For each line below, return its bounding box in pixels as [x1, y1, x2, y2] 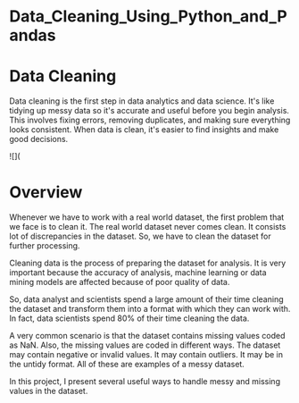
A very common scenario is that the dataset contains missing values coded [9, 331, 286, 341]
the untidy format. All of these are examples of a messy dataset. [9, 359, 245, 370]
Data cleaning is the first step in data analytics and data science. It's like [9, 96, 275, 106]
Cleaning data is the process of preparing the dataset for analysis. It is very [9, 257, 287, 269]
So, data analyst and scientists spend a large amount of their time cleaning [9, 294, 284, 305]
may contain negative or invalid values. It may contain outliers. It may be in [9, 349, 284, 360]
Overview [9, 182, 83, 203]
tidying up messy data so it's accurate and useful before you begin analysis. [9, 105, 290, 116]
